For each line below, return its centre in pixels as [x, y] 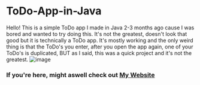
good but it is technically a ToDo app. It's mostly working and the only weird [100, 40]
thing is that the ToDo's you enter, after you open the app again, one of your [100, 47]
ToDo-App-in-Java [54, 11]
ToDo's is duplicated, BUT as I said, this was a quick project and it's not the [99, 53]
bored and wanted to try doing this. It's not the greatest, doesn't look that [97, 34]
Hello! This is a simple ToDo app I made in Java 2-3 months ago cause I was [100, 28]
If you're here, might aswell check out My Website [81, 75]
